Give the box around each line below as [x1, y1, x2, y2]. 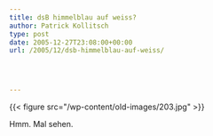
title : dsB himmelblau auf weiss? [9, 12, 138, 22]
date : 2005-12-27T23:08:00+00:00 [9, 37, 133, 47]
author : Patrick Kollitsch [9, 21, 109, 30]
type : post [9, 29, 50, 38]
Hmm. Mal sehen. [9, 119, 74, 130]
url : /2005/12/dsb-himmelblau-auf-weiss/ [9, 46, 165, 55]
